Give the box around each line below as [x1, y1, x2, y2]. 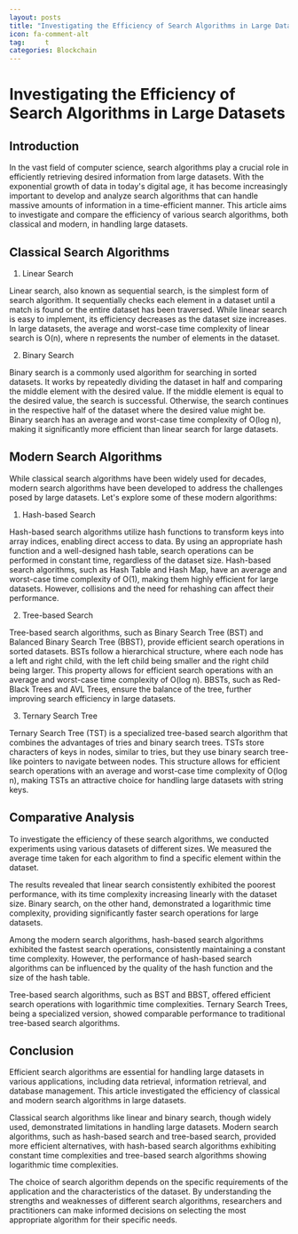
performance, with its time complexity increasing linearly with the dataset [9, 888, 278, 899]
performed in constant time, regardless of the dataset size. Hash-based [9, 555, 271, 565]
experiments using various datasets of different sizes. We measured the [9, 843, 272, 853]
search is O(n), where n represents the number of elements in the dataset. [9, 333, 280, 343]
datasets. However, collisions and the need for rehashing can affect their [9, 583, 275, 594]
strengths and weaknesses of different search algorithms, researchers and [9, 1196, 282, 1206]
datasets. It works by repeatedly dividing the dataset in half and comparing [9, 376, 284, 387]
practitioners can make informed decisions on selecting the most [9, 1206, 247, 1216]
